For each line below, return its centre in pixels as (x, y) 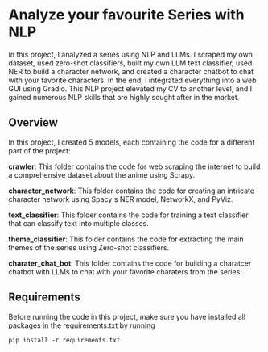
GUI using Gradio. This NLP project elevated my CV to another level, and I (130, 88)
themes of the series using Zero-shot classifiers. (89, 247)
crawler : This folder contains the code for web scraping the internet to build (134, 166)
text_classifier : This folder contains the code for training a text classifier (128, 215)
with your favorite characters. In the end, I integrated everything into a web (132, 80)
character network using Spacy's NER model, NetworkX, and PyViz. (121, 199)
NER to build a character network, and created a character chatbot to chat (131, 71)
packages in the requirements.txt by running (82, 325)
